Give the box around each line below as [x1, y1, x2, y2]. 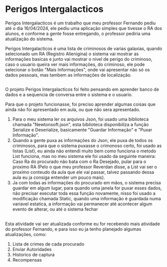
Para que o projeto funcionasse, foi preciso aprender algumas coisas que [5, 101, 156, 108]
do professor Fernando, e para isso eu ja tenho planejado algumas [5, 226, 142, 232]
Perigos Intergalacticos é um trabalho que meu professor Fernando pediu [5, 20, 156, 26]
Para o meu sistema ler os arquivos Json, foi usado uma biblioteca [12, 116, 149, 123]
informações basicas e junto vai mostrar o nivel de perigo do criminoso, [5, 56, 153, 62]
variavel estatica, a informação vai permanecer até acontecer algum [12, 201, 153, 207]
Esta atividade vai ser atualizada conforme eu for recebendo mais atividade [5, 221, 161, 227]
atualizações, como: [5, 231, 46, 237]
